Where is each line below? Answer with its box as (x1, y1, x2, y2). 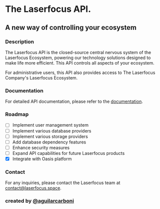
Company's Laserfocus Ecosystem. (5, 74, 78, 80)
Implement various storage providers (12, 133, 88, 139)
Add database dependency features (12, 139, 86, 145)
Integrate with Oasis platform (12, 155, 72, 162)
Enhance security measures (12, 144, 70, 150)
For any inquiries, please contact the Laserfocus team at (5, 180, 121, 186)
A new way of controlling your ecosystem (5, 23, 137, 32)
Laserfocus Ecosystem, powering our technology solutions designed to (5, 55, 151, 61)
